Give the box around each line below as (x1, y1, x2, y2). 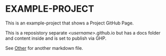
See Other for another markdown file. (5, 45, 83, 51)
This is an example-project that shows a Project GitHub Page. (5, 20, 134, 26)
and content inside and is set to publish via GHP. (5, 35, 107, 41)
